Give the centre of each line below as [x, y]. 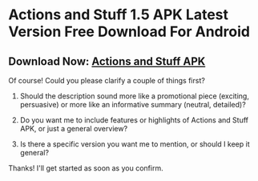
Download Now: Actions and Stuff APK [107, 61]
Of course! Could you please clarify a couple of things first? [107, 80]
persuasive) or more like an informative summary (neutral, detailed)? [133, 105]
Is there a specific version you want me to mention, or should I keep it [135, 144]
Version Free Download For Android [129, 32]
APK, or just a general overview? [74, 129]
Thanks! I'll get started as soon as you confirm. [86, 168]
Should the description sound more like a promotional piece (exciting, [135, 96]
